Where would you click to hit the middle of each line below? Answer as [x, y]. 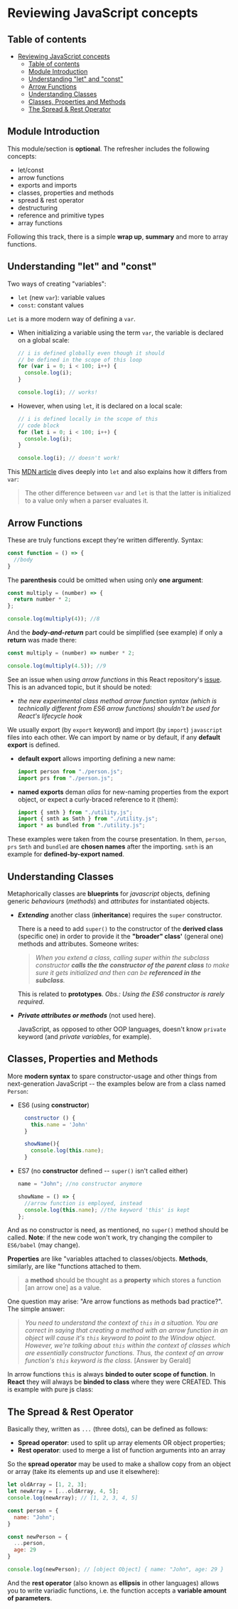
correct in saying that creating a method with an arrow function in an [126, 1330]
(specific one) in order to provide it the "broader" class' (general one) [120, 936]
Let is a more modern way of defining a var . [72, 318]
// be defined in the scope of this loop [80, 360]
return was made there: [42, 640]
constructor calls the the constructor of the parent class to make [132, 965]
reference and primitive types [61, 215]
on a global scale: [43, 340]
